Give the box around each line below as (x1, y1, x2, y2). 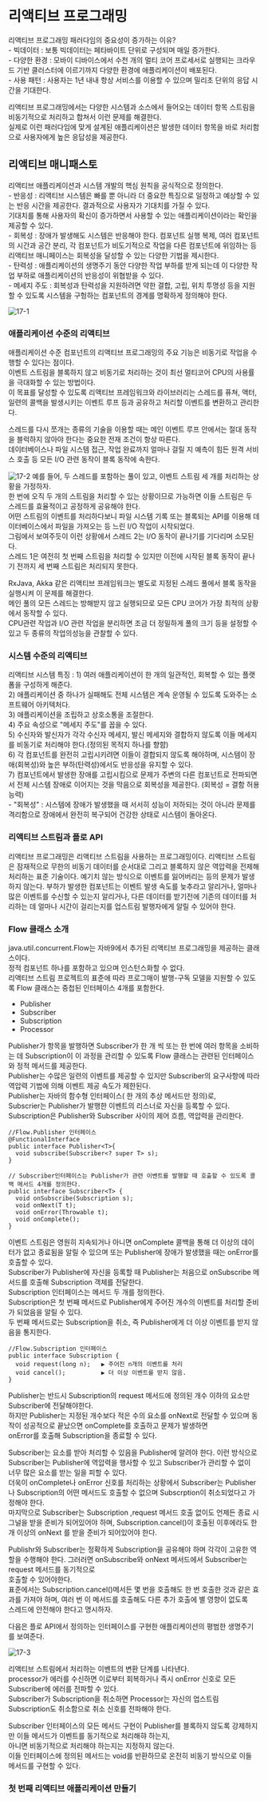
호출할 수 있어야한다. (8, 1574, 73, 1584)
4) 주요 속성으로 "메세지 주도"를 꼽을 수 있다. (8, 720, 148, 730)
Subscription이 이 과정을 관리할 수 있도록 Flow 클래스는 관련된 (25, 1050, 221, 1060)
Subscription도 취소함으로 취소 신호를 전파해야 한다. (8, 1703, 171, 1713)
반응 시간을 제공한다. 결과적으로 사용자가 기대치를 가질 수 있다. (16, 201, 211, 210)
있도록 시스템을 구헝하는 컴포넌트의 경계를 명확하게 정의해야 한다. (25, 290, 227, 300)
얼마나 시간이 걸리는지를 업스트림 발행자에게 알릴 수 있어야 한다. (37, 901, 236, 911)
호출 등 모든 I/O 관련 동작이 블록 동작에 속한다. (16, 455, 160, 464)
